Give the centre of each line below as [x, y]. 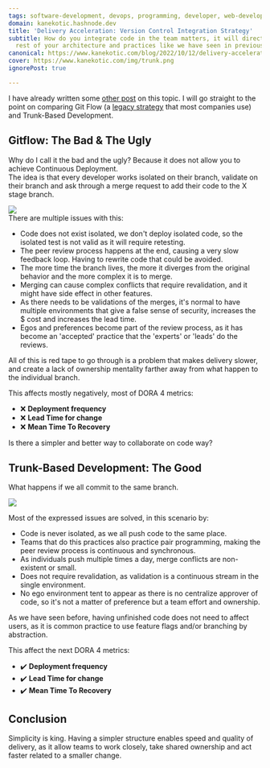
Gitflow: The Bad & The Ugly [80, 140]
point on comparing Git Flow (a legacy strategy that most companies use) [130, 106]
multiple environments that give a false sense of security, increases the [138, 310]
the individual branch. [44, 377]
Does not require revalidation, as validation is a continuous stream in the [139, 576]
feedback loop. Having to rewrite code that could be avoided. [121, 259]
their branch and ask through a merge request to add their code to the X [128, 185]
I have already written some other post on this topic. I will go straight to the [132, 98]
